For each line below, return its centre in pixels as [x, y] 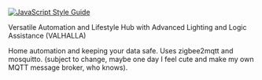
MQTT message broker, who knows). [68, 67]
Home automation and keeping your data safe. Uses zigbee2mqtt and [121, 51]
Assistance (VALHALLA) [47, 36]
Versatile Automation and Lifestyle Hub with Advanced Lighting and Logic [127, 27]
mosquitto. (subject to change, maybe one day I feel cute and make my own [131, 59]
